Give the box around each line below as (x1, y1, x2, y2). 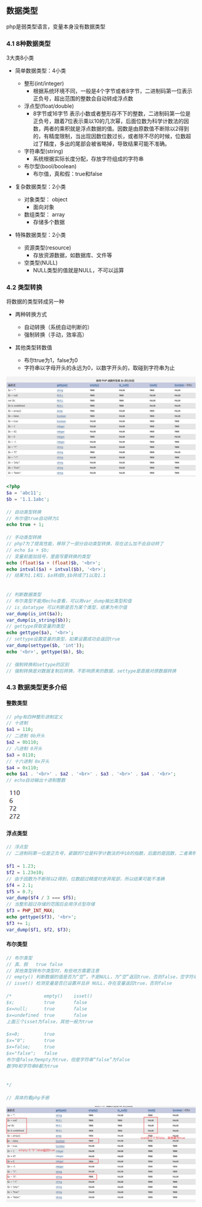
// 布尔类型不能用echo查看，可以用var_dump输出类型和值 (6, 598, 132, 604)
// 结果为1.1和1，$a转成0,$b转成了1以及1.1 (6, 572, 106, 578)
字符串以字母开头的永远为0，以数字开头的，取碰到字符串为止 (23, 364, 176, 372)
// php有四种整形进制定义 (6, 713, 63, 720)
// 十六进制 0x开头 (6, 758, 50, 764)
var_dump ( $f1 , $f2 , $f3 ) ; (6, 927, 71, 933)
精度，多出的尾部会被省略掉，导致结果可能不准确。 (43, 140, 170, 148)
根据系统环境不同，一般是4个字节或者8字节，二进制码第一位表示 (32, 87, 193, 95)
